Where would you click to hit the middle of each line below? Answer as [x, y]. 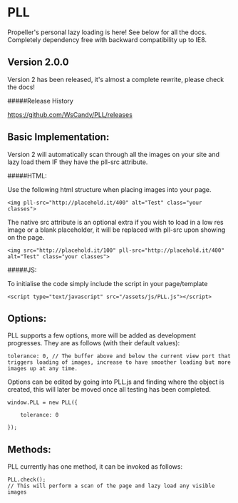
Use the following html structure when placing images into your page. [109, 189]
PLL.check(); [27, 480]
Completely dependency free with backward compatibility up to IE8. [107, 39]
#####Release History [40, 101]
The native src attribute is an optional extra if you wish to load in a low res [115, 222]
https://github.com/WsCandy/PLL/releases [70, 114]
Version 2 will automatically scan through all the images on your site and [113, 154]
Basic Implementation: [58, 137]
